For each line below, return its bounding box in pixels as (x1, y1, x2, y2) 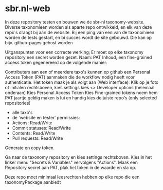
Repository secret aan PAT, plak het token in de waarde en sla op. (5, 164, 137, 171)
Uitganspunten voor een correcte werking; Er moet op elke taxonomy (5, 49, 144, 55)
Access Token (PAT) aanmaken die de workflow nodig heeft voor (5, 74, 135, 80)
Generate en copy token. (5, 145, 55, 151)
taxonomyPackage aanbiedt (5, 179, 61, 185)
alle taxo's (12, 109, 33, 115)
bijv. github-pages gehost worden (5, 39, 73, 45)
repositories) (5, 100, 31, 106)
